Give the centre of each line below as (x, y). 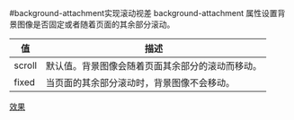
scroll (26, 65)
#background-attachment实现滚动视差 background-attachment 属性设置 (143, 13)
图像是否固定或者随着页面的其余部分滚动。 (96, 24)
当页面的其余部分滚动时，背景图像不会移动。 (140, 83)
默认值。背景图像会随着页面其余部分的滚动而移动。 (154, 66)
